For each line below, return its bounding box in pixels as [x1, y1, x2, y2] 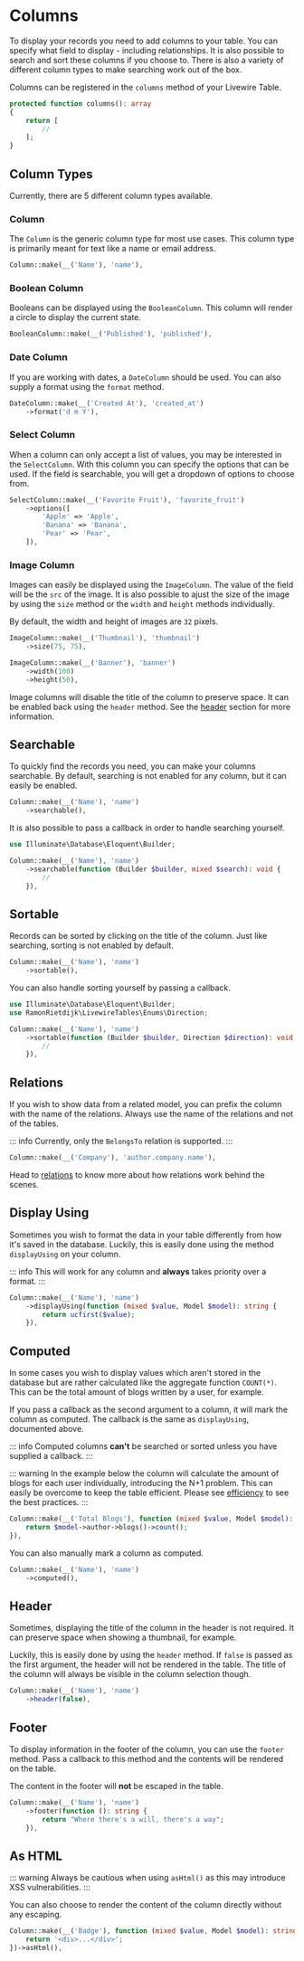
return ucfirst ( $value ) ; [42, 1310, 136, 1319]
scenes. [9, 1179, 39, 1190]
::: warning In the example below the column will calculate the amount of [9, 1468, 280, 1479]
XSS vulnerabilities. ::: [9, 1882, 90, 1893]
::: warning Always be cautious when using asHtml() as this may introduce [9, 1872, 286, 1883]
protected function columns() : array [9, 99, 152, 109]
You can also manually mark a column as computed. [9, 1548, 204, 1558]
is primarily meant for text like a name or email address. [9, 243, 216, 254]
